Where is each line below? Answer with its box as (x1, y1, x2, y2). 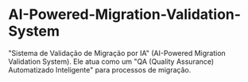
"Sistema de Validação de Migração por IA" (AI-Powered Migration (8, 48, 227, 58)
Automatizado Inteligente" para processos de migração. (8, 65, 192, 74)
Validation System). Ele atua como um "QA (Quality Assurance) (8, 57, 215, 66)
